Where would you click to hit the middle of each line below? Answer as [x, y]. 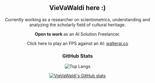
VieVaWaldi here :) [77, 8]
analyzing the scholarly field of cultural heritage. [77, 25]
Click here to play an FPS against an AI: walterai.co [77, 43]
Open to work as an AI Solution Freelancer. [77, 34]
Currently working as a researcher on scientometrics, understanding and [77, 19]
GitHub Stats [77, 56]
